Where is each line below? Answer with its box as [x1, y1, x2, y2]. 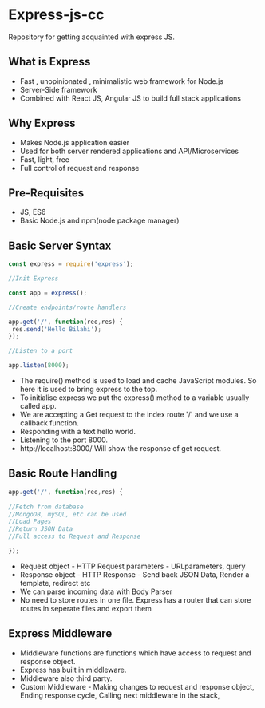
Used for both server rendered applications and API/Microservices [19, 146, 239, 156]
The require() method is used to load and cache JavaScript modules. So [19, 376, 257, 386]
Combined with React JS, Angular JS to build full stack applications [19, 93, 242, 103]
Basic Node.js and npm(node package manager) [19, 216, 180, 225]
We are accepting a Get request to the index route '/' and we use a [19, 409, 239, 420]
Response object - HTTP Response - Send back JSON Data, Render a [19, 569, 250, 579]
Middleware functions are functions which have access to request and [19, 648, 251, 658]
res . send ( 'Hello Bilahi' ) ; [11, 325, 102, 333]
